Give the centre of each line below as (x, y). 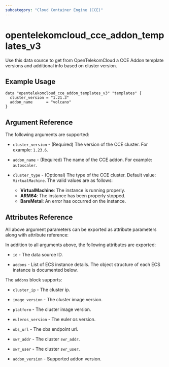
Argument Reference (39, 122)
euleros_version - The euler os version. (54, 319)
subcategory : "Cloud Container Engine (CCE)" (54, 10)
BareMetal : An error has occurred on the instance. (73, 201)
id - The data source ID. (38, 255)
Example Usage (30, 81)
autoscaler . (25, 165)
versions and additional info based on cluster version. (61, 65)
